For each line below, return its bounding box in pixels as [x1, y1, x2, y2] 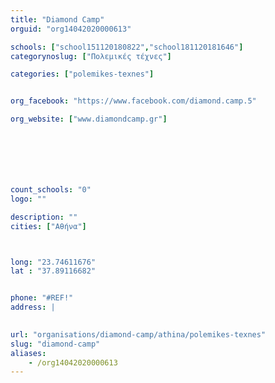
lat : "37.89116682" [10, 266, 97, 276]
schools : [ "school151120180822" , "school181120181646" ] [10, 42, 244, 52]
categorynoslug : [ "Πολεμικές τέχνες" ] [10, 51, 172, 61]
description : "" [10, 212, 78, 222]
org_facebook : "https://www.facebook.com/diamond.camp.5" [10, 96, 257, 106]
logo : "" [10, 194, 47, 204]
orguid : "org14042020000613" [10, 24, 132, 34]
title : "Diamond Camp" [10, 14, 105, 25]
